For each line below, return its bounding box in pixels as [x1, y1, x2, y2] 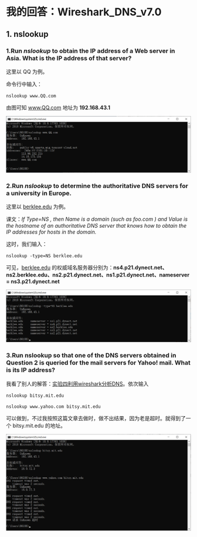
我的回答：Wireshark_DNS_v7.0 [6, 5, 162, 19]
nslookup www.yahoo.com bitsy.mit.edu [6, 403, 101, 410]
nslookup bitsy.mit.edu [6, 393, 64, 398]
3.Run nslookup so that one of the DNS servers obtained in [6, 352, 176, 360]
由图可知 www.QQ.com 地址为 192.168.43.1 [6, 104, 110, 111]
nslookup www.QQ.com [6, 93, 57, 99]
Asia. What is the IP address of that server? [6, 54, 132, 62]
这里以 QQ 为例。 [6, 68, 48, 75]
